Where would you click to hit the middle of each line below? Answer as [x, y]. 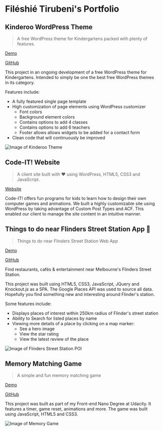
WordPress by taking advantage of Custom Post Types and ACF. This [74, 209]
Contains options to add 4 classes [54, 122]
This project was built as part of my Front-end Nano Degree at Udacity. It [78, 404]
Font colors [31, 112]
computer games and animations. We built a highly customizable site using [80, 203]
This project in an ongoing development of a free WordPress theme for [76, 72]
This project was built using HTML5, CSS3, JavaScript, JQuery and [72, 284]
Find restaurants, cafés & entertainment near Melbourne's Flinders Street [78, 269]
